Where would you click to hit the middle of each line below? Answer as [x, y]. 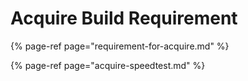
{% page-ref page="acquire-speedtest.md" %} [108, 65]
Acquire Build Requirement [124, 18]
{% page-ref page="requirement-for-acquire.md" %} [120, 46]
